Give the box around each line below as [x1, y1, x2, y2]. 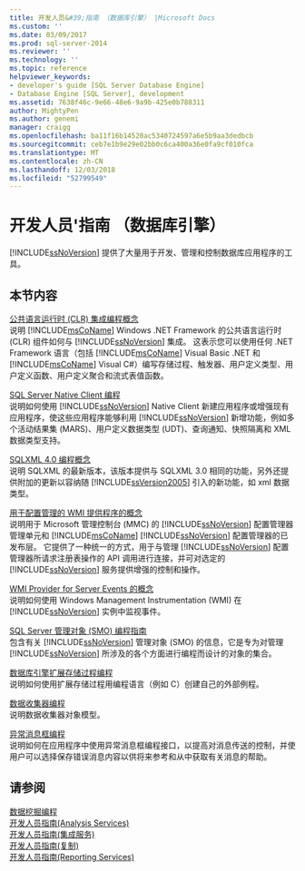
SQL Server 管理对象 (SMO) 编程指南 [9, 625, 147, 636]
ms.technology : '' [9, 55, 79, 64]
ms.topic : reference [9, 64, 88, 73]
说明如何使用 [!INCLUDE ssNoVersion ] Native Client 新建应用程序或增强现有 [9, 401, 290, 411]
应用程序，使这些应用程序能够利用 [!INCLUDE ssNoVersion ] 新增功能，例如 [9, 412, 288, 423]
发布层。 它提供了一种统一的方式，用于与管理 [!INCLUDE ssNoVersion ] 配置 [9, 542, 290, 552]
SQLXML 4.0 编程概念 [9, 455, 91, 465]
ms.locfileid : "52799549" [9, 173, 107, 182]
